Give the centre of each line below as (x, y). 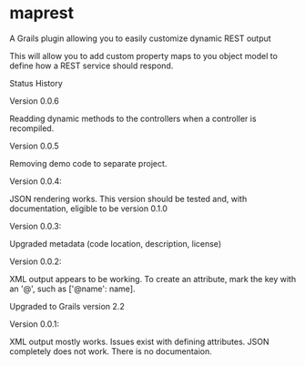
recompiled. (32, 128)
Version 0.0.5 (34, 146)
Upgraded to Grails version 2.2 (67, 306)
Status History (36, 83)
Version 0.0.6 (34, 101)
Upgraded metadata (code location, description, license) (115, 243)
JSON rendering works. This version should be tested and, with (128, 198)
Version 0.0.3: (36, 226)
